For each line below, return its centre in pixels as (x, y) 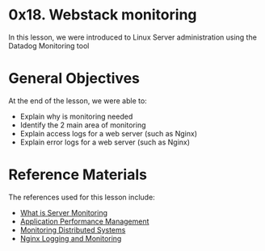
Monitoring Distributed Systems (73, 230)
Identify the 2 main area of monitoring (83, 125)
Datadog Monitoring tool (49, 45)
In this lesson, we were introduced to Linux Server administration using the (132, 37)
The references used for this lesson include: (82, 197)
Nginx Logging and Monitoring (71, 238)
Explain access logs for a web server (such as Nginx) (109, 133)
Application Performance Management (84, 221)
